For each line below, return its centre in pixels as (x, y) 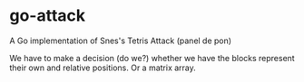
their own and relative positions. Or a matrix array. (103, 68)
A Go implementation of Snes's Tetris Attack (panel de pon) (121, 41)
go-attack (48, 16)
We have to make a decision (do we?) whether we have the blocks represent (152, 58)
